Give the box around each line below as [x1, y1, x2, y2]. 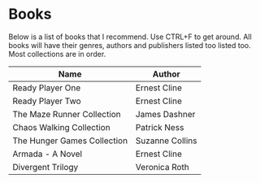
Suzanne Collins [135, 135, 197, 146]
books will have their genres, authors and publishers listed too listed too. [8, 40, 252, 50]
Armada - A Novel [12, 148, 83, 159]
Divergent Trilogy [12, 161, 79, 172]
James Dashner [135, 108, 196, 120]
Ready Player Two [12, 95, 81, 107]
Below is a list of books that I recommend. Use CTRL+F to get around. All [8, 32, 252, 41]
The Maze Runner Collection [12, 108, 122, 120]
